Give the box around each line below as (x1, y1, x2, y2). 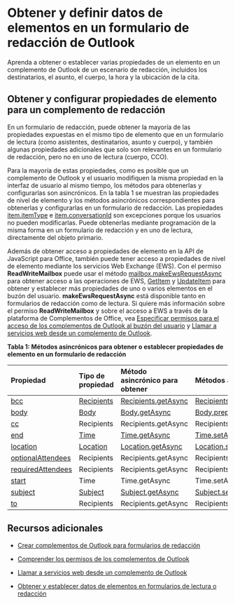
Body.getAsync (120, 407, 171, 417)
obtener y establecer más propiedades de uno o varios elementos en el (7, 284, 213, 293)
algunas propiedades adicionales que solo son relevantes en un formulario (7, 145, 222, 154)
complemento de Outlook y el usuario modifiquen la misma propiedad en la (7, 173, 224, 182)
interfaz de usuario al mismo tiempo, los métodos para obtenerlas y (7, 181, 202, 189)
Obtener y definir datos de (7, 5, 163, 21)
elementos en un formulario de (7, 20, 190, 36)
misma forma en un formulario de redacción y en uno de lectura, (7, 226, 193, 234)
